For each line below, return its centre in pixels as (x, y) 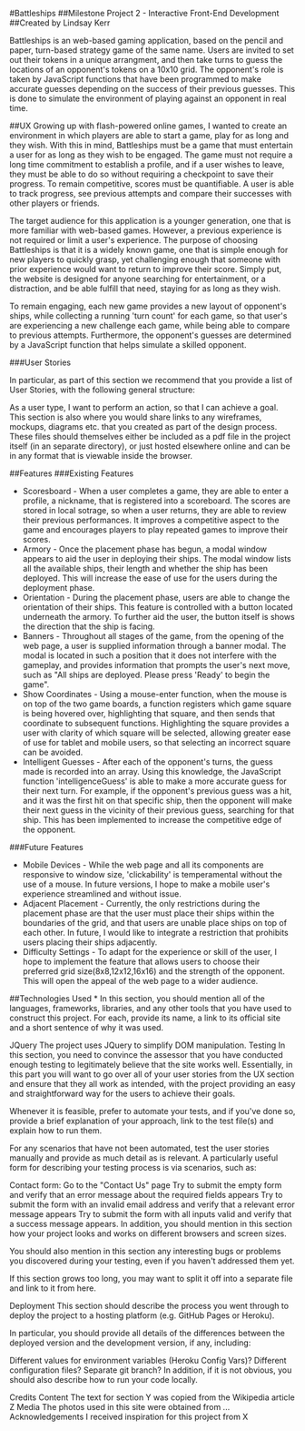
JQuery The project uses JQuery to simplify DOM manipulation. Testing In (148, 1045)
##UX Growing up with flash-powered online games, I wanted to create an (148, 126)
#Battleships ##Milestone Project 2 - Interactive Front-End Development (144, 13)
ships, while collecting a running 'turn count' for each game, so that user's (148, 316)
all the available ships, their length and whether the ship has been (145, 568)
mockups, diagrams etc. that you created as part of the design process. (143, 426)
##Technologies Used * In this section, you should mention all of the (137, 999)
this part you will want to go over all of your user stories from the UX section (152, 1074)
